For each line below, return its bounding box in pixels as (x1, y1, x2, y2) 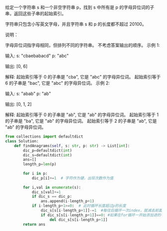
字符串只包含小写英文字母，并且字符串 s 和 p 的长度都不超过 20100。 (5, 21, 147, 27)
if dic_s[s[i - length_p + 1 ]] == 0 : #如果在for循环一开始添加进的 (40, 213, 161, 218)
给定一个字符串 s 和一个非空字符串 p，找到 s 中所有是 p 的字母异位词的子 (5, 4, 155, 10)
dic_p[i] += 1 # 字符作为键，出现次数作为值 (31, 175, 113, 180)
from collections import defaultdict (5, 134, 83, 139)
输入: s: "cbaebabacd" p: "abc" (5, 53, 69, 59)
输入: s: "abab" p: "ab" (5, 91, 51, 96)
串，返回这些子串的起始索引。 (5, 10, 66, 16)
